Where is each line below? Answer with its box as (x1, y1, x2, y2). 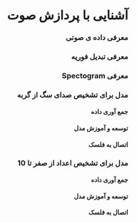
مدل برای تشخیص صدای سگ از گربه (16, 90, 128, 100)
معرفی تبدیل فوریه (71, 52, 128, 62)
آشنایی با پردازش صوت (6, 7, 128, 24)
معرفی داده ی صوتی (66, 33, 128, 43)
